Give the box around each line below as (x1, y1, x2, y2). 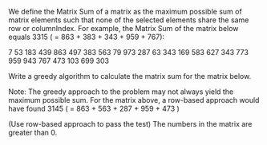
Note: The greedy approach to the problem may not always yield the (8, 87, 234, 96)
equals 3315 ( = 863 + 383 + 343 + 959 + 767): (8, 32, 165, 41)
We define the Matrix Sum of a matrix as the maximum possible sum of (8, 7, 242, 16)
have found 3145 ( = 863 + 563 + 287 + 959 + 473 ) (8, 104, 180, 113)
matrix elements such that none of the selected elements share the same (8, 15, 249, 25)
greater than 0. (8, 127, 58, 137)
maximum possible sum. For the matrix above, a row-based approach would (8, 96, 260, 104)
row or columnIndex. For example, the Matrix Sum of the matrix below (8, 24, 239, 33)
